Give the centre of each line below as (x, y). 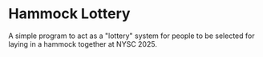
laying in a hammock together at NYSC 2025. (83, 44)
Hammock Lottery (69, 14)
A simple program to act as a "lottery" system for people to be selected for (131, 36)
